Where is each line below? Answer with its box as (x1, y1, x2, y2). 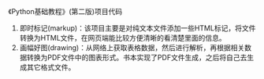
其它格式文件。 (26, 63, 76, 72)
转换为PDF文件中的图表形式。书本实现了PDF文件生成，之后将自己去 (26, 53, 247, 62)
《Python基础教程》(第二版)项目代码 (8, 7, 123, 16)
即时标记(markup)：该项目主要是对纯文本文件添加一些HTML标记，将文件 (19, 23, 256, 33)
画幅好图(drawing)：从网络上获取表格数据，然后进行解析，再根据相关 (19, 43, 245, 52)
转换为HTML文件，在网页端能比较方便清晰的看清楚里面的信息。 (19, 34, 226, 42)
